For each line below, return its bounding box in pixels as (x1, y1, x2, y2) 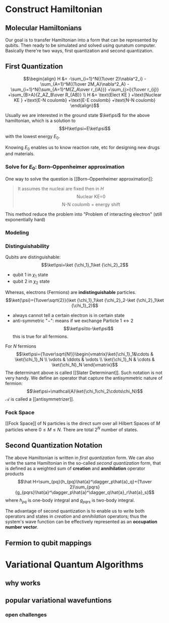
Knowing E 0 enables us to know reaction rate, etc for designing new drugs (5, 144, 160, 152)
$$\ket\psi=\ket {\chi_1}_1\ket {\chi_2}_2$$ (41, 262, 129, 268)
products (5, 470, 24, 477)
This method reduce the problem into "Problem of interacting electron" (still (5, 211, 162, 217)
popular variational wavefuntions (5, 596, 112, 604)
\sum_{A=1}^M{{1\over (40, 81, 87, 87)
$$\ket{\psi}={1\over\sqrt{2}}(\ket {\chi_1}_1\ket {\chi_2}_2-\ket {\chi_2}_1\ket (6, 297, 164, 303)
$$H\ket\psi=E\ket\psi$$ (59, 125, 111, 132)
